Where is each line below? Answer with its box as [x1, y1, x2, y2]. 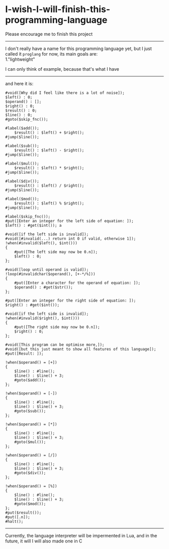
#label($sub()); [5, 143, 39, 148]
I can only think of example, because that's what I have [5, 66, 120, 72]
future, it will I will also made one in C [5, 538, 82, 544]
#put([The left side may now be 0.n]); [14, 249, 98, 255]
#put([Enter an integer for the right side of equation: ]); [5, 298, 136, 303]
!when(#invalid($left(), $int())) [5, 240, 78, 245]
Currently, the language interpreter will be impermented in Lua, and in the [5, 532, 157, 538]
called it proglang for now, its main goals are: [5, 51, 98, 57]
